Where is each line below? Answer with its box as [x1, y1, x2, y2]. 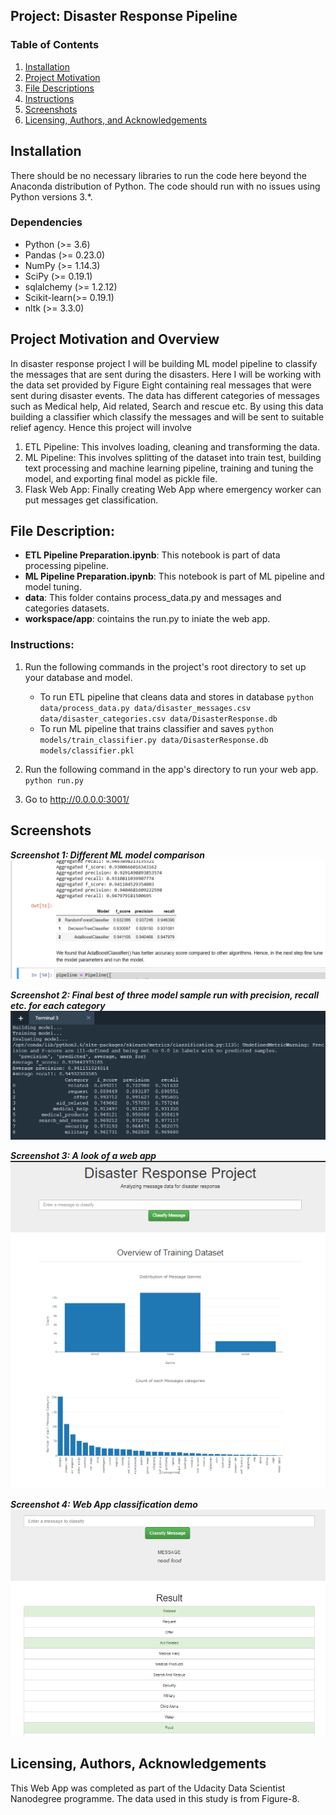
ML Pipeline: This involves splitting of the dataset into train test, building [24, 451, 322, 463]
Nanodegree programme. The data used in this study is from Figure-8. [10, 1792, 300, 1804]
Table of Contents [10, 38, 100, 52]
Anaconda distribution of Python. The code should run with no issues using [10, 180, 321, 192]
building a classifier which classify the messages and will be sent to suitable [10, 410, 325, 423]
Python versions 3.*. [10, 190, 93, 203]
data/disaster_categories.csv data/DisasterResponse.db [39, 714, 278, 724]
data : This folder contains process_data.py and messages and [24, 592, 282, 604]
